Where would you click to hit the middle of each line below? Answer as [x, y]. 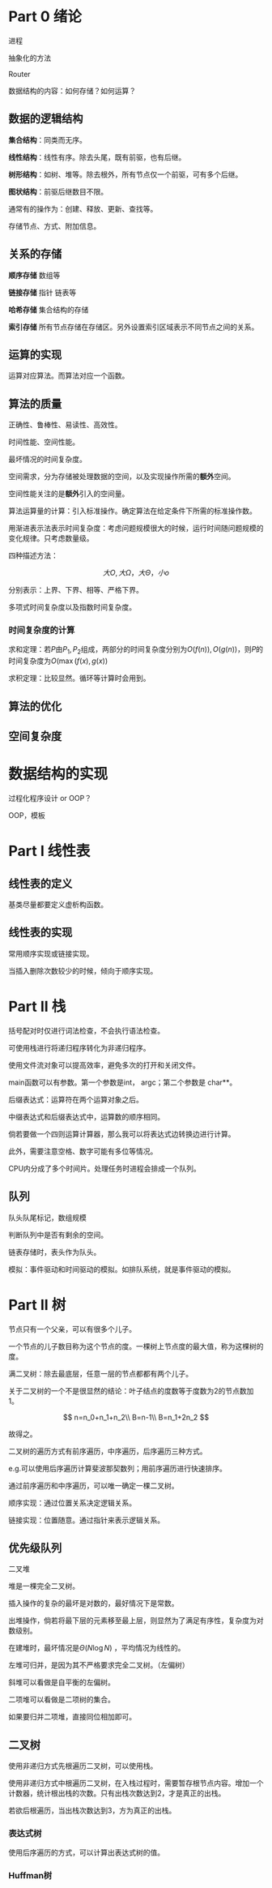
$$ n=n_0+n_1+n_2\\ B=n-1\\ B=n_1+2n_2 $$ [136, 1417]
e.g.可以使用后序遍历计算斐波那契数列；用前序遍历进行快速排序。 [117, 1468]
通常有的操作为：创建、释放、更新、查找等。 [83, 208]
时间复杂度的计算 [42, 631]
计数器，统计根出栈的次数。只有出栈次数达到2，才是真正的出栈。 [117, 1793]
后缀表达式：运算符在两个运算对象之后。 [76, 1099]
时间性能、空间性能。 [44, 442]
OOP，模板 [27, 815]
